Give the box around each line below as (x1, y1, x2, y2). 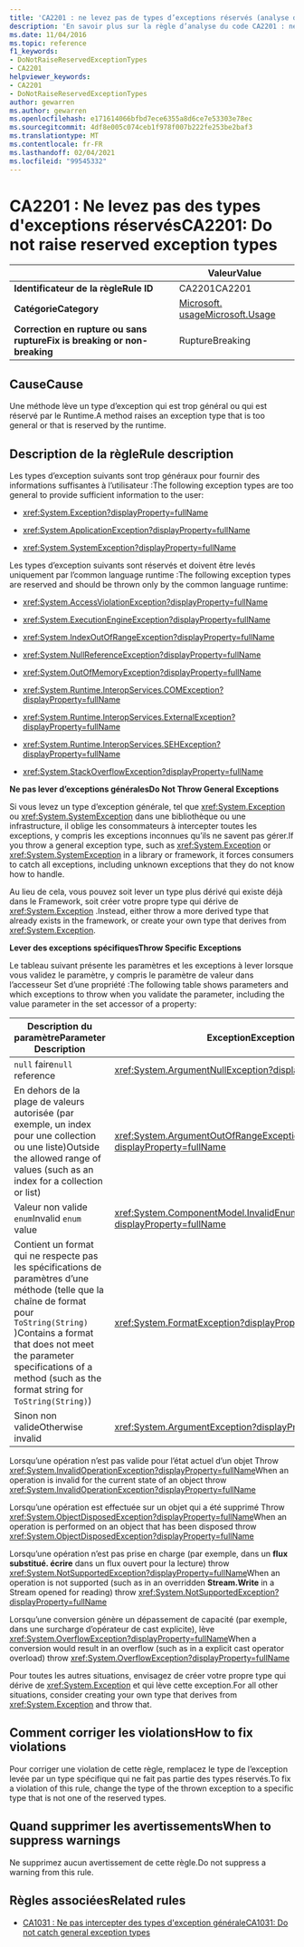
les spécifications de (14, 1261, 102, 1274)
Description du (26, 1020, 93, 1033)
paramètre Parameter (14, 1031, 106, 1044)
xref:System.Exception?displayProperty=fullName (22, 507, 209, 518)
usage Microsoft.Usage (179, 308, 276, 321)
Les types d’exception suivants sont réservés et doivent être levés (9, 560, 256, 571)
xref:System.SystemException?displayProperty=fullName (22, 542, 237, 553)
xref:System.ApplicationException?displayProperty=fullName (22, 525, 251, 536)
